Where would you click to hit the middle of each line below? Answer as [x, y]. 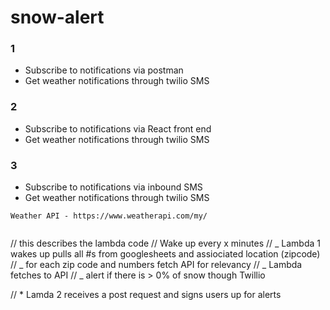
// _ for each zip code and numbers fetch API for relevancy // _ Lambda [156, 265]
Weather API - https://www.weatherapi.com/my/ [109, 216]
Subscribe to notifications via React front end [118, 128]
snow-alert [57, 17]
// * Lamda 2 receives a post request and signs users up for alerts [146, 295]
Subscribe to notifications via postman [104, 70]
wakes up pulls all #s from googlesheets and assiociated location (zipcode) [165, 254]
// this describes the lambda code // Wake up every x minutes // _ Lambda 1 [165, 243]
